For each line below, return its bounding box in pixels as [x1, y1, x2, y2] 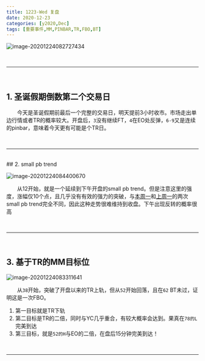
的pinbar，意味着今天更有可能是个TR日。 [6, 124, 110, 132]
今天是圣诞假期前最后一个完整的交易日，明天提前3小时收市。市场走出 [16, 109, 192, 116]
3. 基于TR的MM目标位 [6, 257, 90, 267]
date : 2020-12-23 [6, 15, 51, 21]
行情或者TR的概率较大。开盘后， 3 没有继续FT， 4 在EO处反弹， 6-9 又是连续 [11, 117, 196, 124]
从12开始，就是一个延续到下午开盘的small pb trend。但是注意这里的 [16, 185, 187, 193]
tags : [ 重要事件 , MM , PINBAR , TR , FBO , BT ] [6, 26, 102, 32]
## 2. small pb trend [6, 160, 57, 168]
